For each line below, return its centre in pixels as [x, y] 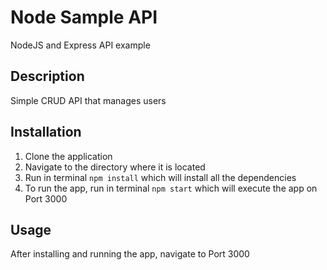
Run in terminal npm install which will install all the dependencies [160, 177]
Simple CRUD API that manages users [88, 100]
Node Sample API [84, 17]
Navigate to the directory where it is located [115, 167]
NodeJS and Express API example [80, 45]
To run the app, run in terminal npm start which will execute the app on [171, 188]
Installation [46, 132]
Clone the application [68, 156]
